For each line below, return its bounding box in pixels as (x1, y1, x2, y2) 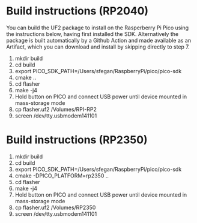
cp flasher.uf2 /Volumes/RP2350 (14, 204, 96, 211)
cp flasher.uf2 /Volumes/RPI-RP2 (14, 106, 97, 113)
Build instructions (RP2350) (6, 133, 148, 147)
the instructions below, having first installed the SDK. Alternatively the (6, 30, 179, 37)
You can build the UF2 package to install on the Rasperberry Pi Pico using (6, 24, 189, 31)
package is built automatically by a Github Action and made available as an (6, 37, 191, 44)
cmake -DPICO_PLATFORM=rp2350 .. (14, 172, 109, 179)
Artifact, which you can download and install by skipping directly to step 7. (6, 43, 190, 50)
